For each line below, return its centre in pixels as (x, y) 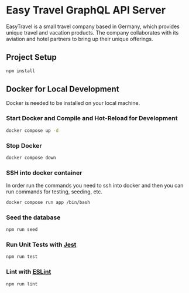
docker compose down (31, 158)
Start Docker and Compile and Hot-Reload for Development (92, 118)
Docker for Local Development (63, 89)
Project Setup (32, 57)
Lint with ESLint (29, 272)
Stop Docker (24, 145)
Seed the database (33, 217)
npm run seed (22, 230)
